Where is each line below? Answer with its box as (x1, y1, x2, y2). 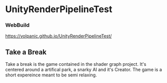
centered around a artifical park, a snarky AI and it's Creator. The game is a (5, 67, 162, 73)
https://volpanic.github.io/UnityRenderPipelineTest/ (5, 33, 112, 39)
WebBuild (5, 22, 30, 29)
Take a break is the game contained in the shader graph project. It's (5, 61, 147, 67)
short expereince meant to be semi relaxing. (5, 72, 97, 78)
